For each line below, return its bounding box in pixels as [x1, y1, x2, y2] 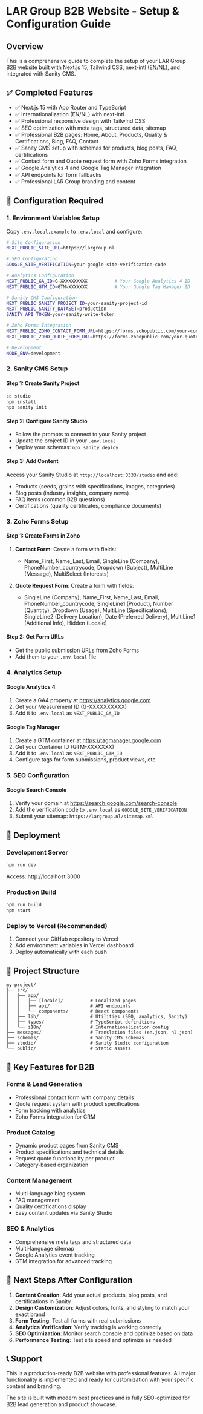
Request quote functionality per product [14, 1155, 115, 1162]
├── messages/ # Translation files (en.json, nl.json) [6, 1030, 193, 1036]
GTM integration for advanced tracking [14, 1257, 112, 1264]
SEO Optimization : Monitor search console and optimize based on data [14, 1330, 193, 1337]
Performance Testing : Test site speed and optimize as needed [14, 1336, 172, 1343]
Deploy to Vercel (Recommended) [6, 921, 108, 930]
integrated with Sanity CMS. [6, 70, 76, 77]
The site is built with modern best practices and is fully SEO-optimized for [6, 1394, 190, 1402]
